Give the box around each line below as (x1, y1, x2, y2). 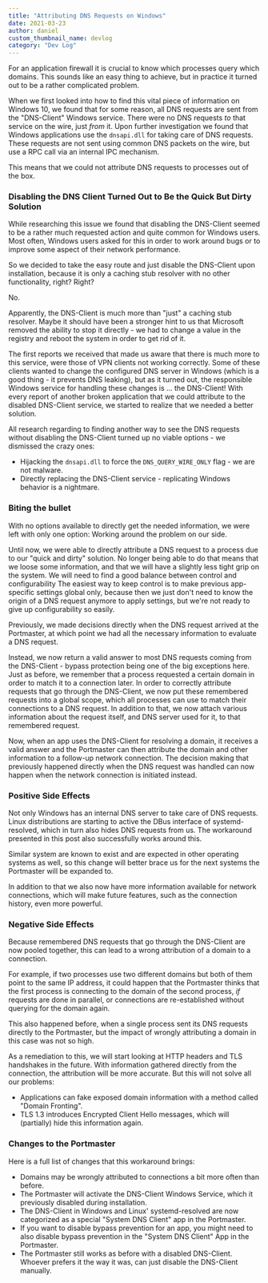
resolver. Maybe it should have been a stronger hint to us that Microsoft (8, 317, 244, 327)
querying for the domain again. (8, 1003, 110, 1013)
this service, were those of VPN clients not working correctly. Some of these (8, 358, 261, 368)
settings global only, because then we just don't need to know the (36, 587, 254, 597)
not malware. (19, 465, 64, 475)
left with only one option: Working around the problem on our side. (8, 529, 228, 539)
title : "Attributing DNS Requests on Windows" (8, 11, 166, 20)
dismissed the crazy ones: (8, 441, 95, 451)
